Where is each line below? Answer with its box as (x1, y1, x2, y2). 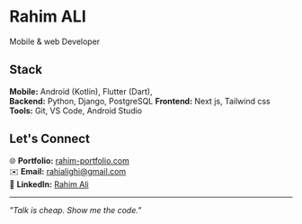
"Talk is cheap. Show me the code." (9, 204, 142, 215)
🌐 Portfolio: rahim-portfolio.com (9, 155, 130, 166)
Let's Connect (9, 131, 90, 147)
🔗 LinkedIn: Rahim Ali (9, 178, 89, 190)
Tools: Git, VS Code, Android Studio (9, 105, 142, 116)
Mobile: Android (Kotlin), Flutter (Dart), (9, 85, 153, 96)
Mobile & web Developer (9, 36, 101, 47)
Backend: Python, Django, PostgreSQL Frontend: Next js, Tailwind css (9, 95, 271, 106)
